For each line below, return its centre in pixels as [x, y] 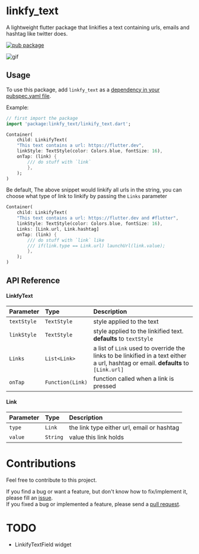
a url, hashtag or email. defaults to [141, 363]
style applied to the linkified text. [138, 331]
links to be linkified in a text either [140, 355]
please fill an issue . [30, 498]
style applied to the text [126, 321]
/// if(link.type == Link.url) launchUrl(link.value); [97, 246]
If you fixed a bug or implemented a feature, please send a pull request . [93, 504]
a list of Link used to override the [139, 348]
